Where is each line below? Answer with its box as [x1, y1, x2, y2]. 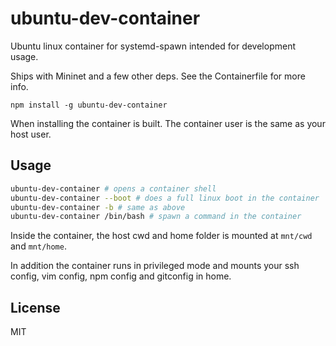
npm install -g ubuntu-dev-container [10, 100, 168, 110]
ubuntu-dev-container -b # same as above [10, 202, 186, 212]
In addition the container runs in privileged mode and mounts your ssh [10, 260, 300, 272]
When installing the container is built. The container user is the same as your [10, 117, 326, 129]
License [10, 299, 61, 316]
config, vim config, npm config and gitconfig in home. [10, 270, 232, 282]
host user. [10, 128, 52, 140]
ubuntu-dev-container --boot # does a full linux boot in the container [10, 193, 320, 203]
